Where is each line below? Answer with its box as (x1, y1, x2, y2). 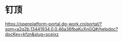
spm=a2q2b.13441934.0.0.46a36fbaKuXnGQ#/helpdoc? (5, 26, 118, 32)
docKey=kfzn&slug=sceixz (5, 31, 59, 37)
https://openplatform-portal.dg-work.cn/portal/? (5, 21, 102, 27)
